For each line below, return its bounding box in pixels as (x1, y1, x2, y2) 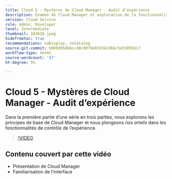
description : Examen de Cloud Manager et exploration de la (5, 12, 137, 17)
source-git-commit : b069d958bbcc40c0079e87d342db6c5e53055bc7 (5, 46, 141, 51)
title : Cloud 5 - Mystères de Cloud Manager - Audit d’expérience (5, 7, 150, 13)
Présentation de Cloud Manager (12, 163, 80, 169)
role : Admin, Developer (5, 21, 56, 27)
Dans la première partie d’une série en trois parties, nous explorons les (5, 114, 155, 120)
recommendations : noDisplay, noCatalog (5, 41, 91, 46)
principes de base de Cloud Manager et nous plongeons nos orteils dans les (5, 120, 166, 126)
